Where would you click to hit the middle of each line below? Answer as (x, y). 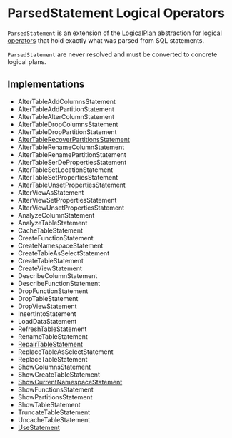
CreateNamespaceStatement (60, 245)
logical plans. (27, 61)
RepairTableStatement (50, 344)
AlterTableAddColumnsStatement (67, 101)
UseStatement (39, 427)
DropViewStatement (47, 306)
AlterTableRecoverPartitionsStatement (74, 139)
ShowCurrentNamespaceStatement (70, 382)
